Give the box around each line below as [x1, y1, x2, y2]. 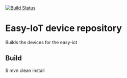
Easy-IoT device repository [5, 23, 122, 34]
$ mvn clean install [5, 67, 45, 73]
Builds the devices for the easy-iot [5, 39, 78, 45]
